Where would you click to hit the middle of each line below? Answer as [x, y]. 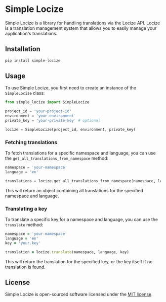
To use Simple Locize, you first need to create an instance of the [71, 88]
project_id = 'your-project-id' [38, 111]
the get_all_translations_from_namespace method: [57, 158]
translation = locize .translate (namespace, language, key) [67, 252]
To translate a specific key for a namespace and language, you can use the [82, 220]
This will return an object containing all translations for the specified [74, 190]
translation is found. [25, 267]
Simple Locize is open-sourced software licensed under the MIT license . [79, 295]
